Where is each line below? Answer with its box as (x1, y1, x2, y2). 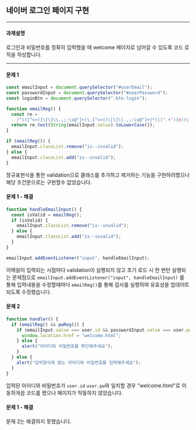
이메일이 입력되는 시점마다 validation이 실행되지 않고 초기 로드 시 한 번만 (6, 266, 171, 273)
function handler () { (6, 316, 59, 322)
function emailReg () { (6, 106, 61, 112)
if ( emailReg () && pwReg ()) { (11, 321, 85, 328)
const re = (11, 111, 38, 117)
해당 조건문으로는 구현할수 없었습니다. (6, 178, 92, 185)
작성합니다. (16, 51, 43, 59)
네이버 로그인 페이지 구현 (6, 5, 89, 16)
